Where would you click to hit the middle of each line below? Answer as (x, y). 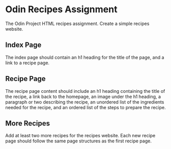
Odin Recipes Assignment (61, 9)
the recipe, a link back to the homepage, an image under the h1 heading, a (83, 96)
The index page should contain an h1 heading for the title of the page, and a (85, 57)
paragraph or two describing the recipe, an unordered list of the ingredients (85, 102)
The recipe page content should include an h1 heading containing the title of (85, 91)
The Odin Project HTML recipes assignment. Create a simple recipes (77, 23)
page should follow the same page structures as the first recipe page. (79, 141)
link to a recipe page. (27, 63)
